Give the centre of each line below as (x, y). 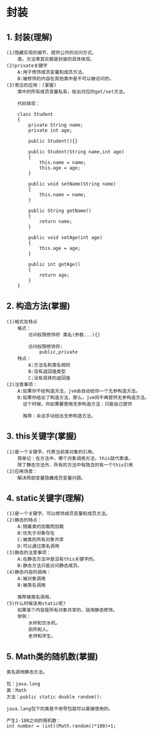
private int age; (50, 130)
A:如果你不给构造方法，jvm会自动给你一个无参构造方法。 (79, 391)
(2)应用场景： (22, 471)
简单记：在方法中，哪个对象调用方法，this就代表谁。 (75, 458)
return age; (54, 275)
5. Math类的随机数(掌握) (52, 656)
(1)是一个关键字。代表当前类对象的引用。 (51, 452)
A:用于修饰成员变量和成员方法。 (52, 72)
